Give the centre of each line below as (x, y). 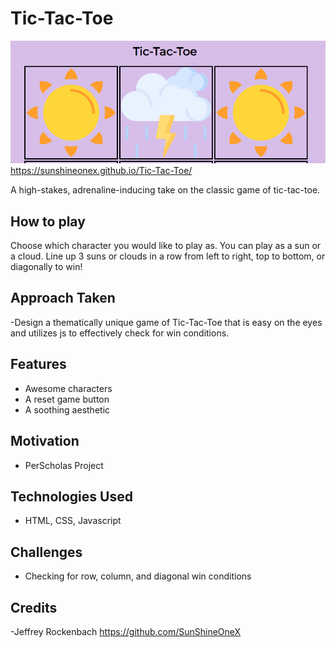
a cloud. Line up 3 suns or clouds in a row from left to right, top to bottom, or (168, 256)
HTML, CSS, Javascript (73, 521)
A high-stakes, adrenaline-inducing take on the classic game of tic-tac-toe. (165, 190)
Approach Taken (63, 298)
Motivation (45, 441)
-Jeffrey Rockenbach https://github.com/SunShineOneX (126, 631)
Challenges (46, 552)
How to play (48, 221)
